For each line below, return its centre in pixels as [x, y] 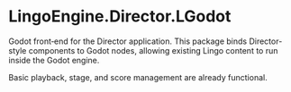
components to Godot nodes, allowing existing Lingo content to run [153, 50]
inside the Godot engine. [54, 60]
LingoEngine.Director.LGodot [120, 17]
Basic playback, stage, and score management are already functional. [138, 77]
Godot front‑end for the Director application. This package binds [128, 41]
